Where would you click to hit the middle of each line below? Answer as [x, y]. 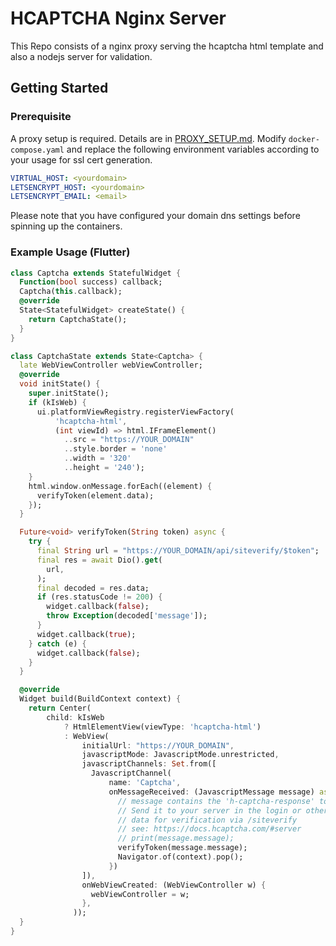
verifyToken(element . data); [95, 495]
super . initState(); [69, 393]
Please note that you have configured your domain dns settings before [155, 216]
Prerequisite [41, 117]
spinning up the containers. [66, 226]
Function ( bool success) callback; [91, 282]
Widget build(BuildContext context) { [100, 699]
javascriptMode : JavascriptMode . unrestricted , [180, 755]
